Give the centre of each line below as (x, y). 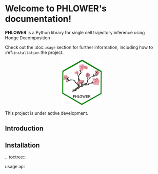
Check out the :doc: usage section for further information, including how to (79, 47)
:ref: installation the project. (34, 52)
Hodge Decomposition (28, 38)
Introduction (24, 129)
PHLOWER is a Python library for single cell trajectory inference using (75, 32)
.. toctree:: (15, 157)
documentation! (38, 19)
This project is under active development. (47, 113)
